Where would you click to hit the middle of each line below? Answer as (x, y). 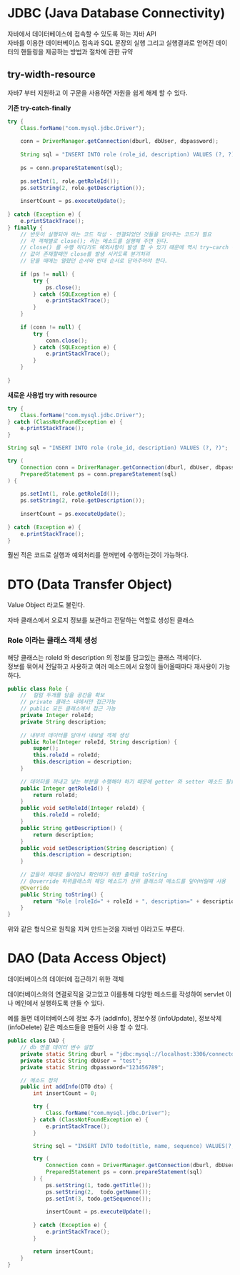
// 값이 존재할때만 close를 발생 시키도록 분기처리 (85, 254)
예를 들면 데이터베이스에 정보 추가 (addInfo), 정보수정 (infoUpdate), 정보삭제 (115, 1019)
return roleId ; (56, 795)
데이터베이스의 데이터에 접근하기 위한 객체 (66, 979)
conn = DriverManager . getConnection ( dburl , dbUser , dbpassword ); (120, 141)
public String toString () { (62, 894)
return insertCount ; (64, 1251)
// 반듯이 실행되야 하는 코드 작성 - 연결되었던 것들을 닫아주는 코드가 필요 (116, 234)
